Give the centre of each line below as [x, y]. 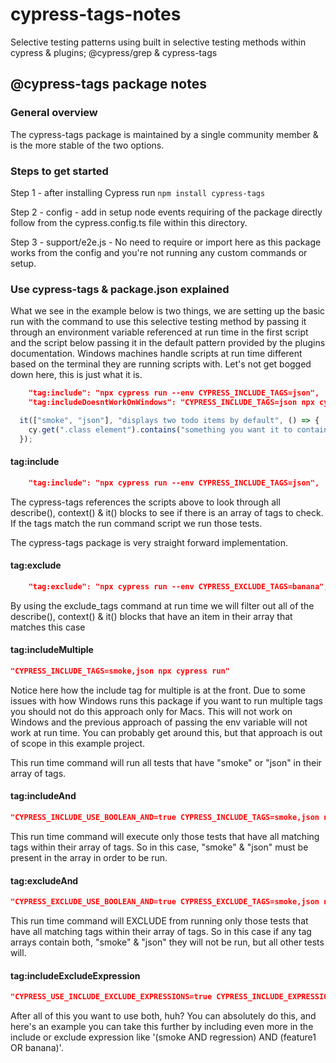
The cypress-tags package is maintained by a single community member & [164, 134]
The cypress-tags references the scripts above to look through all [145, 502]
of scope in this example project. [77, 743]
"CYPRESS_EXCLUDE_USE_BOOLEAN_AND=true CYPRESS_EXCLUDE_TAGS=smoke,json [165, 902]
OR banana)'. [37, 1048]
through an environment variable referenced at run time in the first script [159, 332]
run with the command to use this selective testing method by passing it [158, 322]
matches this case [48, 627]
